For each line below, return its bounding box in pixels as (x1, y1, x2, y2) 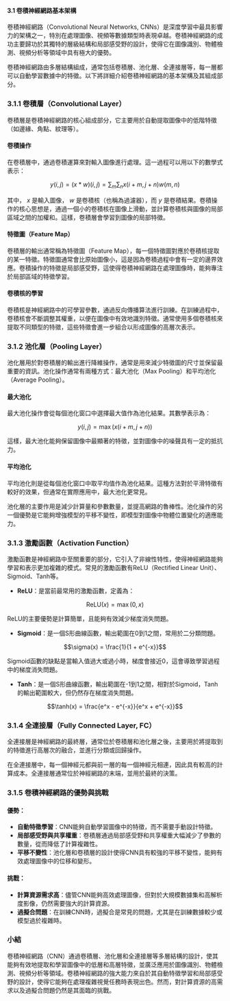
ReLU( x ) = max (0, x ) (86, 600, 144, 608)
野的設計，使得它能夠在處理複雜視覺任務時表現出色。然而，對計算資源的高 (7, 977, 217, 986)
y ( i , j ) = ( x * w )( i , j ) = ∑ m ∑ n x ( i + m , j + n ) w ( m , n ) (50, 180, 180, 190)
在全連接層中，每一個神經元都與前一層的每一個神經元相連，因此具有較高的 (7, 761, 217, 769)
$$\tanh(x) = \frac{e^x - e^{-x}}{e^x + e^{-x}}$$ (47, 702, 183, 710)
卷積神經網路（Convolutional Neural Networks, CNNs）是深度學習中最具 (7, 23, 211, 31)
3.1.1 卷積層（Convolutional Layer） (7, 99, 127, 109)
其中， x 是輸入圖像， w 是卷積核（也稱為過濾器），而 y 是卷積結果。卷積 (7, 196, 212, 204)
